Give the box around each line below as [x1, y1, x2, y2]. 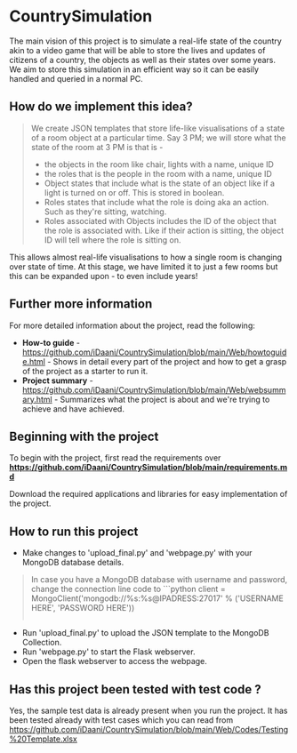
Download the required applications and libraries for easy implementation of [9, 489, 288, 500]
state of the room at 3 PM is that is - [30, 141, 164, 152]
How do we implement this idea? [9, 100, 193, 115]
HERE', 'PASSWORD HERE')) [30, 603, 135, 613]
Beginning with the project [9, 429, 159, 444]
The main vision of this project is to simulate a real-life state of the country [9, 36, 282, 46]
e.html [21, 356, 46, 366]
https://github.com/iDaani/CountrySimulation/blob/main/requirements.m [9, 462, 287, 473]
